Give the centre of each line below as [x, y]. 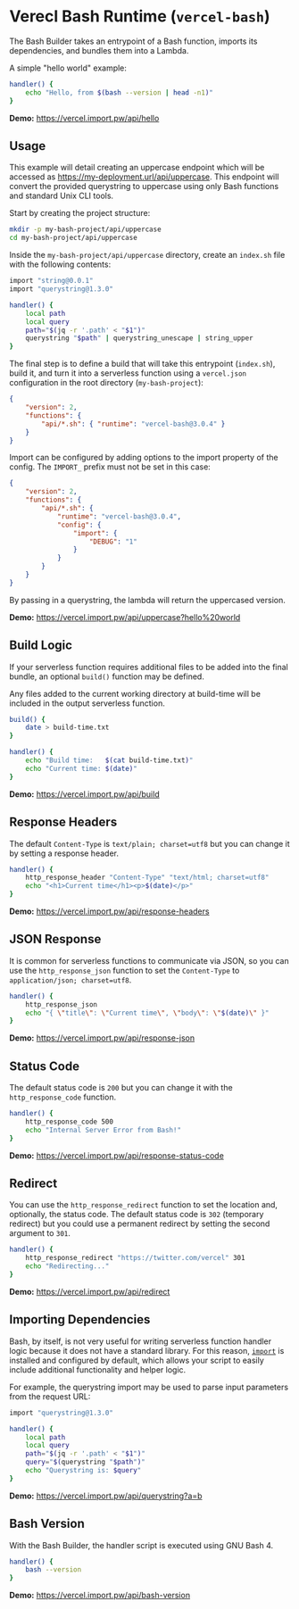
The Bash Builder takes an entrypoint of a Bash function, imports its [133, 41]
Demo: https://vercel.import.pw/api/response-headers [109, 911]
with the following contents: [60, 264]
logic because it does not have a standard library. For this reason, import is [147, 1350]
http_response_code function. [63, 1097]
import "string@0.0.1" [51, 281]
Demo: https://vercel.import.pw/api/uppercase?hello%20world [125, 617]
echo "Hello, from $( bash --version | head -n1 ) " [120, 92]
